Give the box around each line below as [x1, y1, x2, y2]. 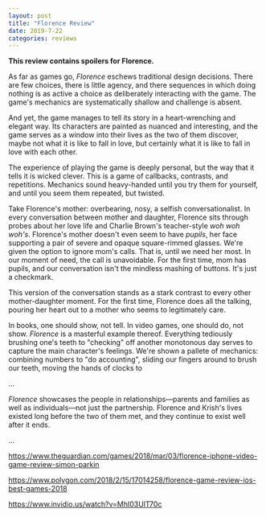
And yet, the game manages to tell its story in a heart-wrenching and [8, 113, 235, 123]
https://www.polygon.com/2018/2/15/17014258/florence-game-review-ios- [8, 475, 256, 485]
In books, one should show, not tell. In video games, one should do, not [8, 321, 243, 330]
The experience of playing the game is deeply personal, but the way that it [8, 162, 255, 173]
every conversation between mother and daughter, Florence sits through [8, 212, 249, 222]
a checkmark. [8, 273, 54, 282]
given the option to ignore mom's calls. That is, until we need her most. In [8, 247, 252, 256]
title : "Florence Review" [8, 19, 95, 27]
